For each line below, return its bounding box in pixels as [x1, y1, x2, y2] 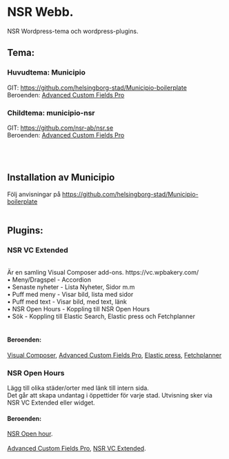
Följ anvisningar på [7, 190, 61, 198]
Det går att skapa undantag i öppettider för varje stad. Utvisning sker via [7, 391, 212, 399]
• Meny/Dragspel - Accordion [7, 275, 92, 284]
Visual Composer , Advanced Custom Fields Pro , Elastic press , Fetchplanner [7, 351, 222, 359]
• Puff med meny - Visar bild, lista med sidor [7, 291, 134, 299]
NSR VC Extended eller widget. [7, 398, 95, 407]
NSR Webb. [7, 4, 74, 20]
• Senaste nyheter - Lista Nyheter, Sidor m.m [7, 283, 135, 291]
